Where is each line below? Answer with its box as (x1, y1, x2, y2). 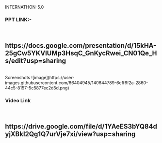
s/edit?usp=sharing (5, 56, 66, 65)
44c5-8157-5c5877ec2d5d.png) (5, 85, 69, 91)
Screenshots (5, 75, 31, 81)
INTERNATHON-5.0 (5, 4, 44, 10)
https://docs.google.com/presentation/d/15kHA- (5, 41, 157, 50)
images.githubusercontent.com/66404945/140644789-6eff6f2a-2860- (5, 80, 148, 86)
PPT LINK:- (5, 16, 32, 23)
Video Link (5, 97, 31, 104)
